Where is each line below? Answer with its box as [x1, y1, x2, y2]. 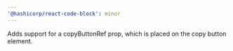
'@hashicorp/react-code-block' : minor [7, 10, 121, 17]
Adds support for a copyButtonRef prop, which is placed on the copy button [7, 29, 227, 38]
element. [7, 36, 33, 45]
